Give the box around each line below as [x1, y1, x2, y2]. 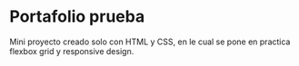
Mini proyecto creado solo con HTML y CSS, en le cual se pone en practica [9, 36, 291, 47]
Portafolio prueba [9, 6, 145, 27]
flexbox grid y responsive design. [9, 45, 135, 56]
